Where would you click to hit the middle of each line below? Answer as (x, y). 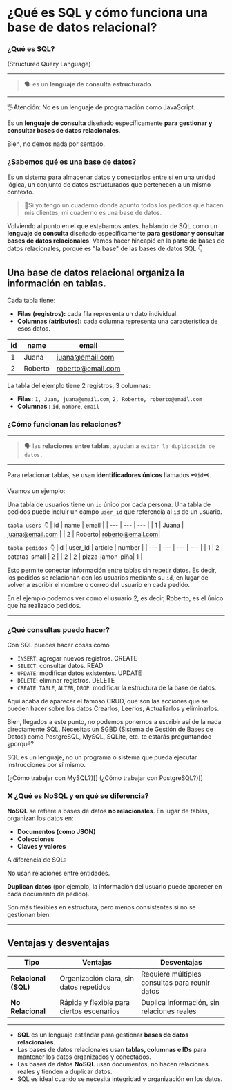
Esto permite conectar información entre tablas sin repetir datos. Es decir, (112, 570)
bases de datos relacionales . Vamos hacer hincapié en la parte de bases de (116, 241)
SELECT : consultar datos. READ (60, 666)
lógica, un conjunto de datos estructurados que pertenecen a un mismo (109, 184)
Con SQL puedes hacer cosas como (58, 645)
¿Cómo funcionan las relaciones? (65, 424)
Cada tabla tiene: (31, 300)
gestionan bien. (29, 915)
